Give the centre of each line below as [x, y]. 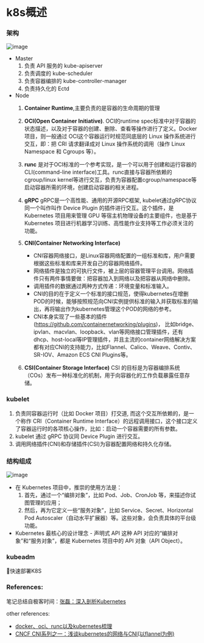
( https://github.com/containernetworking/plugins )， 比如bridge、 [115, 325]
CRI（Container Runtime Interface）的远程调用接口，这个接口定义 [115, 421]
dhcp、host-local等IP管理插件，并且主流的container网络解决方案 [114, 340]
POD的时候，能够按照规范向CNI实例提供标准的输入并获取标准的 [113, 301]
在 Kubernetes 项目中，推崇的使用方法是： [69, 487]
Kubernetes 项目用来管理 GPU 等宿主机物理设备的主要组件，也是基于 [111, 216]
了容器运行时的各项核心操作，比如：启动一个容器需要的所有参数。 [98, 428]
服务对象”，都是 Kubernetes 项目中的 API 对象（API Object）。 [108, 541]
